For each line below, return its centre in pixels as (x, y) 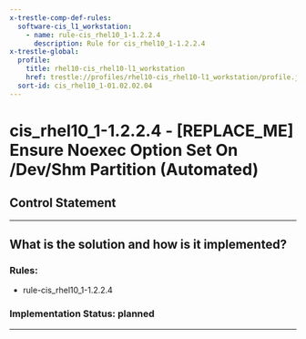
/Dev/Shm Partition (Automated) (134, 169)
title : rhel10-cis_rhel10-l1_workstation (105, 69)
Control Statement (63, 203)
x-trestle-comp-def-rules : (61, 18)
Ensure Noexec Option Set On (124, 150)
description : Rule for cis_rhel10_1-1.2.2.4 (119, 43)
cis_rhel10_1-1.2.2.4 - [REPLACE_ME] (152, 131)
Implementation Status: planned (82, 313)
